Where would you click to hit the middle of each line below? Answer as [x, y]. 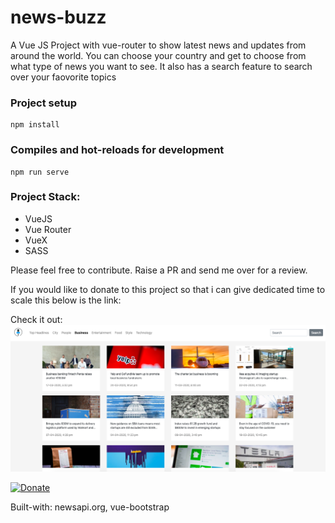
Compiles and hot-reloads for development [117, 150]
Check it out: [36, 319]
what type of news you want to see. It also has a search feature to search [161, 66]
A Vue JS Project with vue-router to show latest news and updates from [158, 45]
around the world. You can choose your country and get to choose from [158, 55]
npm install [35, 125]
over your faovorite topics [63, 77]
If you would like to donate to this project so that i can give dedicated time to [168, 289]
